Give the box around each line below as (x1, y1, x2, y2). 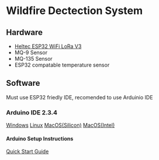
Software (6, 78, 40, 88)
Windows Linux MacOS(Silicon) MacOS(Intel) (6, 121, 115, 129)
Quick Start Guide (6, 148, 49, 155)
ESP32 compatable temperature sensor (14, 61, 110, 68)
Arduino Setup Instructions (6, 135, 74, 142)
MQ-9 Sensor (14, 49, 48, 56)
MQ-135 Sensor (14, 55, 53, 62)
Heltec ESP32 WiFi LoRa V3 (14, 43, 82, 50)
